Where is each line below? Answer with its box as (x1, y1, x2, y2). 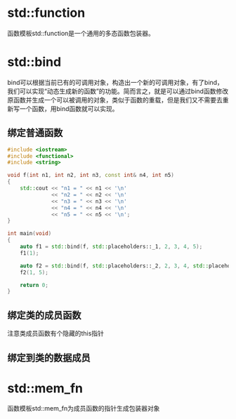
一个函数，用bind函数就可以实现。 (19, 104, 119, 113)
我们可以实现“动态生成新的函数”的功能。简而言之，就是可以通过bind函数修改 (7, 86, 229, 95)
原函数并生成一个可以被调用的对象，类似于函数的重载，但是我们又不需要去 (7, 95, 223, 104)
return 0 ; (20, 281, 49, 288)
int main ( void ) (7, 230, 52, 237)
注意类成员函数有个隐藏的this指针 (7, 329, 104, 338)
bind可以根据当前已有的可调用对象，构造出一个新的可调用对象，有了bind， (7, 78, 223, 86)
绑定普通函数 (7, 127, 63, 139)
